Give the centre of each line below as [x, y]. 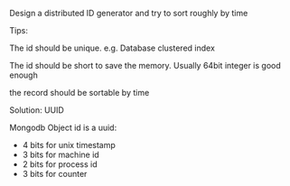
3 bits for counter [55, 174]
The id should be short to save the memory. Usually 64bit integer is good [145, 65]
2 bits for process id [60, 164]
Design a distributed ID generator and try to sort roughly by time [129, 13]
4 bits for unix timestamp [69, 145]
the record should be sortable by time [80, 93]
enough [23, 75]
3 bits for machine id [61, 154]
